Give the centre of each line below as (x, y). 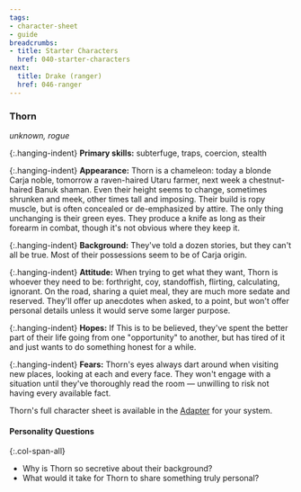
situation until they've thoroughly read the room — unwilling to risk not (139, 383)
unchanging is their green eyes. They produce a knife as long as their (137, 218)
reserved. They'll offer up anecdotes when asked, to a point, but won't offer (150, 300)
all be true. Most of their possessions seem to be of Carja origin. (128, 255)
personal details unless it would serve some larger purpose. (120, 310)
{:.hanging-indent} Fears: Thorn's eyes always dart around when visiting (144, 364)
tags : (19, 18)
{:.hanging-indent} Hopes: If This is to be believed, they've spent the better (149, 327)
